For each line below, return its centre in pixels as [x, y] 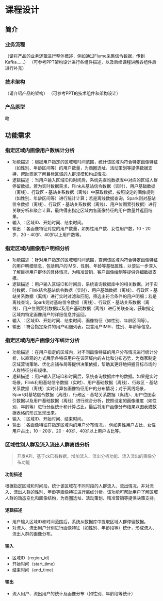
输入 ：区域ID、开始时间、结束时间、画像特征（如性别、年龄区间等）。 [82, 320]
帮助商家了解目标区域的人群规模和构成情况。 [65, 174]
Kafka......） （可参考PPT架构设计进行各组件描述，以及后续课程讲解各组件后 [81, 62]
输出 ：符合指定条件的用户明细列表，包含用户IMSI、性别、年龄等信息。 [83, 327]
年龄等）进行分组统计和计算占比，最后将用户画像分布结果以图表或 [87, 406]
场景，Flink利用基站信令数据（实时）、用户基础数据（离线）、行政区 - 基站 [85, 382]
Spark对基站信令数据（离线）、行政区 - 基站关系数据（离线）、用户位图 [82, 394]
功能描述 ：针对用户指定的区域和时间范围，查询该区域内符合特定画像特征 [85, 260]
